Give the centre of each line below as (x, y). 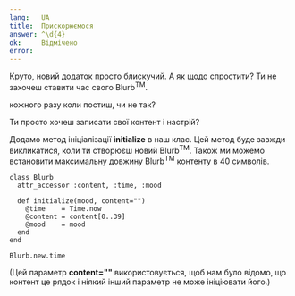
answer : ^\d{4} (38, 34)
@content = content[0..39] (76, 217)
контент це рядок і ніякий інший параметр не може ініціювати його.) (140, 282)
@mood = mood (56, 224)
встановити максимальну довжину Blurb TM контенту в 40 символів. (139, 160)
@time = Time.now (63, 209)
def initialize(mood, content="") (81, 201)
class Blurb (31, 178)
